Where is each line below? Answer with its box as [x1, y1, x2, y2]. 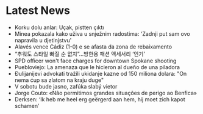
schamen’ [14, 102, 40, 109]
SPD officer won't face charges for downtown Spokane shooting [14, 57, 177, 64]
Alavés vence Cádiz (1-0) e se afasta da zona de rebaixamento [14, 43, 172, 50]
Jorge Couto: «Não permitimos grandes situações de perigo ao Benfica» [14, 89, 198, 96]
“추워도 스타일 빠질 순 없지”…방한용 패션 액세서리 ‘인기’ [14, 50, 146, 58]
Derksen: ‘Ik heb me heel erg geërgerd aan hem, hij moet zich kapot [14, 95, 185, 103]
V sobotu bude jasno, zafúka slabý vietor [14, 82, 118, 90]
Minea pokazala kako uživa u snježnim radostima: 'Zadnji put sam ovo [14, 30, 190, 37]
